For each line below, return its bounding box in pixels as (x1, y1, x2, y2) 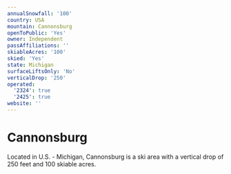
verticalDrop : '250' (7, 74, 67, 81)
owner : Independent (7, 36, 63, 43)
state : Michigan (7, 61, 54, 68)
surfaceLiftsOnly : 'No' (7, 68, 76, 75)
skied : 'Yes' (7, 55, 45, 62)
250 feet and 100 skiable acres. (7, 159, 97, 168)
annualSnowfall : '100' (7, 10, 72, 17)
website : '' (7, 100, 41, 107)
